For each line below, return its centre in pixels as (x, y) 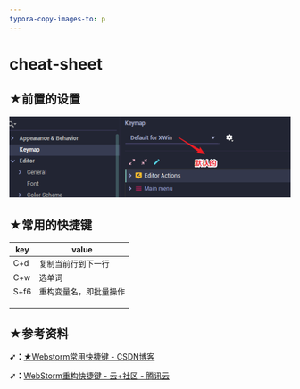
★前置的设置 (45, 99)
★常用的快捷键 (50, 224)
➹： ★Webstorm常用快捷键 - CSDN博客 (82, 357)
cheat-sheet (56, 64)
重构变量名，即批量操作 (82, 292)
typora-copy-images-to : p (57, 19)
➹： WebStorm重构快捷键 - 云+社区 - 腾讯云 (90, 376)
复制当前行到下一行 (74, 263)
